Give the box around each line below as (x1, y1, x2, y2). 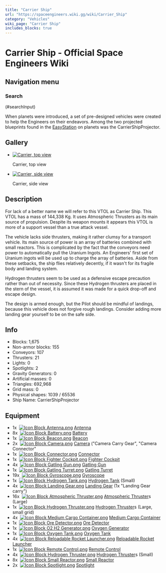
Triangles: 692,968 (12, 381, 52, 387)
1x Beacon (12, 435, 88, 441)
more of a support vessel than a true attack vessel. (5, 224, 109, 230)
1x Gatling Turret (12, 467, 113, 473)
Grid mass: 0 (12, 386, 39, 392)
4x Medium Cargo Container (12, 515, 161, 521)
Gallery (5, 138, 28, 147)
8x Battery (12, 430, 88, 436)
